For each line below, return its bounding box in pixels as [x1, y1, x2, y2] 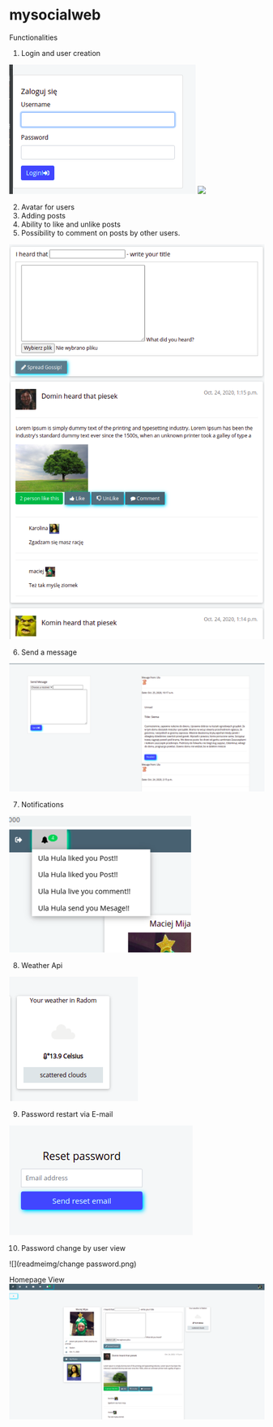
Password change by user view [20, 1243, 126, 1253]
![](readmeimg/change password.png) [9, 1259, 137, 1269]
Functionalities [9, 32, 58, 42]
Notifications [20, 800, 64, 810]
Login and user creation [20, 48, 100, 58]
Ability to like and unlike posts [20, 219, 121, 229]
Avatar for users [20, 201, 75, 212]
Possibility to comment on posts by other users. [20, 227, 181, 237]
